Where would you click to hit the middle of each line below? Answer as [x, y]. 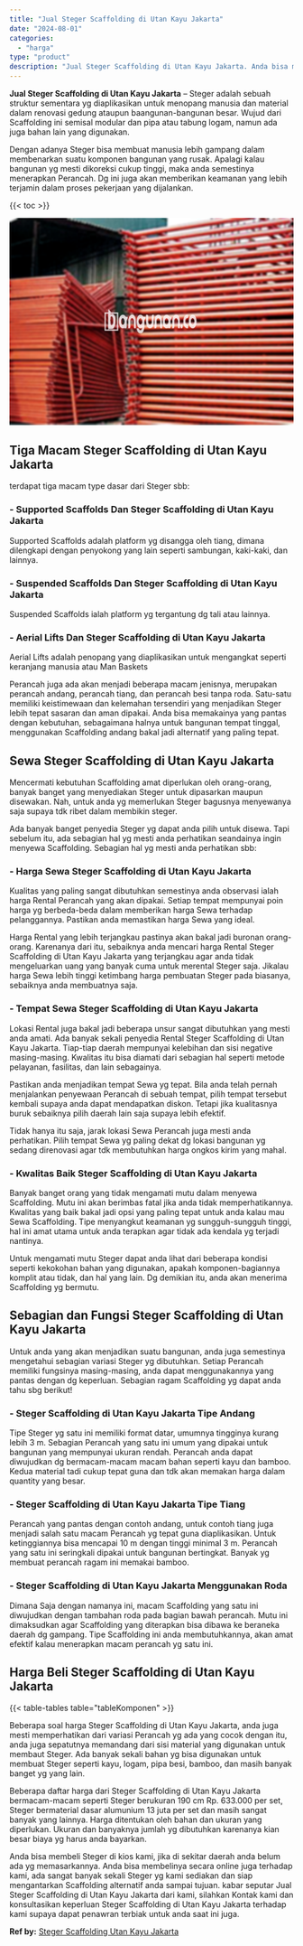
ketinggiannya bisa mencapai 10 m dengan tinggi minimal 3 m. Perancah [143, 1543]
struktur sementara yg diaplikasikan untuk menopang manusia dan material [149, 103]
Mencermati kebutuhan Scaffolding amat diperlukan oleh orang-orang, [141, 782]
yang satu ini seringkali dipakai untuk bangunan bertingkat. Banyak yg [140, 1553]
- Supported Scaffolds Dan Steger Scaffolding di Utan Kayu [142, 510]
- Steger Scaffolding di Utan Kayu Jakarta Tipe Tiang [128, 1504]
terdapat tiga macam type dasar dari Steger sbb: [100, 486]
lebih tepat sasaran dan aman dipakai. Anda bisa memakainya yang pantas [148, 713]
